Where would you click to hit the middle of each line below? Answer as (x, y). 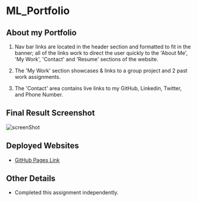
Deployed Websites (43, 146)
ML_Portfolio (38, 11)
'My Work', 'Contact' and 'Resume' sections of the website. (86, 59)
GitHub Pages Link (37, 160)
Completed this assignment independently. (66, 193)
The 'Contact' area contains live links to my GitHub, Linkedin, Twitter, (98, 88)
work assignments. (37, 77)
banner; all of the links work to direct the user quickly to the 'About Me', (101, 53)
